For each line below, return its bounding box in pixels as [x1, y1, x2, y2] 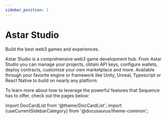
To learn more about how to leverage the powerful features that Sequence [5, 87, 160, 93]
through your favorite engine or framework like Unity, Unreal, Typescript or [5, 72, 161, 78]
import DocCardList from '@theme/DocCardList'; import [5, 102, 122, 108]
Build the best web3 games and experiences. [5, 46, 100, 52]
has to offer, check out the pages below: [5, 92, 90, 99]
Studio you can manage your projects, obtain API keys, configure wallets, [5, 61, 158, 67]
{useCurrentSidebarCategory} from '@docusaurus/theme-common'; [5, 107, 148, 114]
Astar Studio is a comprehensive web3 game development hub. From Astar [5, 56, 162, 62]
